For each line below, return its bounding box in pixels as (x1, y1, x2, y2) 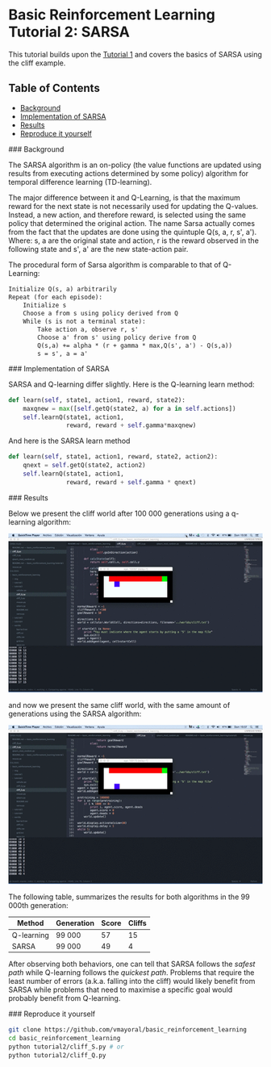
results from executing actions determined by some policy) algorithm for (8, 168, 248, 178)
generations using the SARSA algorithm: (8, 709, 142, 718)
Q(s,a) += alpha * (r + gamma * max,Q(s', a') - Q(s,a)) (37, 341, 232, 349)
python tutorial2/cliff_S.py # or (8, 1043, 125, 1051)
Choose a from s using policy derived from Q (23, 309, 179, 317)
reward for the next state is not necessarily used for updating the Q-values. (8, 201, 259, 211)
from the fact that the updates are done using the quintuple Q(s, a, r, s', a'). (8, 227, 257, 236)
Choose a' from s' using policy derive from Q (37, 333, 197, 341)
